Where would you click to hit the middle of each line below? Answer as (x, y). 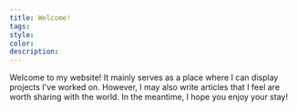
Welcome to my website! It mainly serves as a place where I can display (144, 77)
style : (22, 35)
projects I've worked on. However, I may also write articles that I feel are (145, 87)
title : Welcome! (40, 18)
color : (22, 43)
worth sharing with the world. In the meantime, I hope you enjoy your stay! (149, 97)
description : (34, 52)
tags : (20, 26)
